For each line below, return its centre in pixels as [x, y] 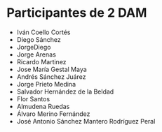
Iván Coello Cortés [43, 32]
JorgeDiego [34, 47]
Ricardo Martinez [42, 61]
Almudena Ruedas [43, 106]
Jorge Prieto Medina [46, 84]
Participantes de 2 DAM [77, 13]
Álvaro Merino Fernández [53, 114]
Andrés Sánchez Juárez [51, 76]
